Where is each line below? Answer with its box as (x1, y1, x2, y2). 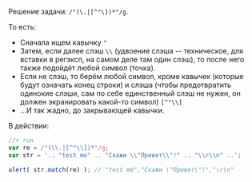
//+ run (8, 136, 34, 144)
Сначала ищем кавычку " (19, 38, 107, 47)
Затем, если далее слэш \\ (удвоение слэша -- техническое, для (19, 46, 244, 55)
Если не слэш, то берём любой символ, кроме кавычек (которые (19, 72, 244, 81)
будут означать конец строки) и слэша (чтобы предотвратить (19, 80, 232, 89)
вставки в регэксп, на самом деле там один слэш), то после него (19, 55, 245, 64)
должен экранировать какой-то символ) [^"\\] (19, 97, 182, 106)
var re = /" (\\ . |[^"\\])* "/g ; (8, 144, 110, 152)
